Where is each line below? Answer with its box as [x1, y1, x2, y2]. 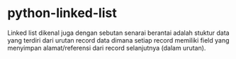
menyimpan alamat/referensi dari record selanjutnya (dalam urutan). [7, 43, 206, 52]
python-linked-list [7, 5, 117, 21]
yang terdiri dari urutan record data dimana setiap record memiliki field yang [7, 36, 230, 44]
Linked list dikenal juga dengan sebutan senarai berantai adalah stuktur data [7, 28, 230, 37]
